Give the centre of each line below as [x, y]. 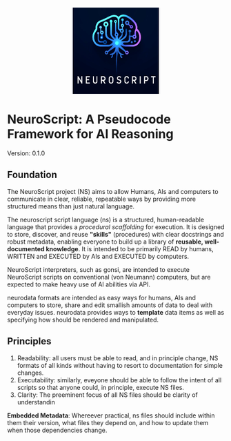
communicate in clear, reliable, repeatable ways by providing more [102, 199]
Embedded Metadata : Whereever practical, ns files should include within [111, 415]
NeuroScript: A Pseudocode [89, 120]
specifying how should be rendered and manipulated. [83, 320]
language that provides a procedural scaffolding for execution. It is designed [116, 227]
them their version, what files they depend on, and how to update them [108, 422]
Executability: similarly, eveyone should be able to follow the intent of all [119, 380]
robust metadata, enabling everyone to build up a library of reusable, [105, 242]
